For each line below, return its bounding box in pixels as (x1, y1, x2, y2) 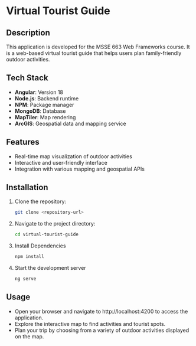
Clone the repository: (14, 198, 67, 205)
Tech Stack (6, 73, 48, 83)
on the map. (14, 332, 44, 340)
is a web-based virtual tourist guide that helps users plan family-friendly (6, 50, 182, 57)
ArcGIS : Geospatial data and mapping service (14, 120, 126, 127)
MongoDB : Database (14, 107, 66, 115)
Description (6, 28, 50, 38)
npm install (14, 254, 44, 260)
